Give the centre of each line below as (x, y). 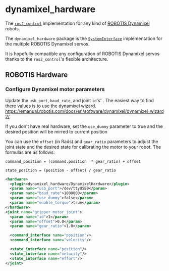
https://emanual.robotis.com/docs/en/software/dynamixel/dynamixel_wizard (84, 111)
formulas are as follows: (30, 152)
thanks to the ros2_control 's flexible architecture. (57, 59)
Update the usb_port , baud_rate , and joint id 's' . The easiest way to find (79, 100)
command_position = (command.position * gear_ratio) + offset (73, 161)
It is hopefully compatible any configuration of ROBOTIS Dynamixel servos (82, 54)
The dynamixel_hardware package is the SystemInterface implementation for (84, 38)
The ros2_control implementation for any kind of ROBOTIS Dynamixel (77, 23)
